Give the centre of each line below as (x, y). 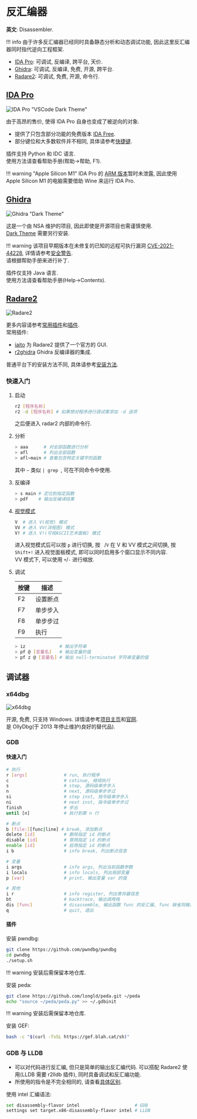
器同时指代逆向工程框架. (35, 49)
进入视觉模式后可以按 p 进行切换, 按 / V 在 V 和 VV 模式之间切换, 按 (95, 545)
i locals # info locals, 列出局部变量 (68, 872)
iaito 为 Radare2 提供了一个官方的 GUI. (61, 345)
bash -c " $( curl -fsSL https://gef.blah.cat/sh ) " (68, 1037)
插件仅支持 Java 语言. (32, 273)
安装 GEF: (18, 1026)
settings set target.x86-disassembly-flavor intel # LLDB (78, 1111)
